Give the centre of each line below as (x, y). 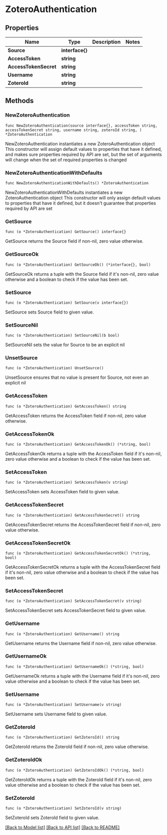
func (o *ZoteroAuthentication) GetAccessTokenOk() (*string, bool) (78, 445)
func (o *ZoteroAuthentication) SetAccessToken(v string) (67, 483)
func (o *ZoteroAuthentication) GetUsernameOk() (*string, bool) (74, 667)
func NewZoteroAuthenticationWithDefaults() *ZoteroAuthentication (77, 183)
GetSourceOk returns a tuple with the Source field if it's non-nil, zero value (82, 274)
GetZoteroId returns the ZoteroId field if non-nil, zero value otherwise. (77, 747)
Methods (19, 101)
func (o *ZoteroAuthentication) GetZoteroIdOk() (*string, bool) (74, 770)
